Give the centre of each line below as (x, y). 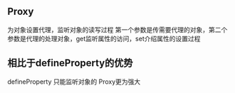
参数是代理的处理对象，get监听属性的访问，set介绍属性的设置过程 (104, 38)
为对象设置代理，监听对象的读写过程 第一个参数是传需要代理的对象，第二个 (117, 29)
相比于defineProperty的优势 (70, 63)
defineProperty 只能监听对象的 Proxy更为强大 (74, 82)
